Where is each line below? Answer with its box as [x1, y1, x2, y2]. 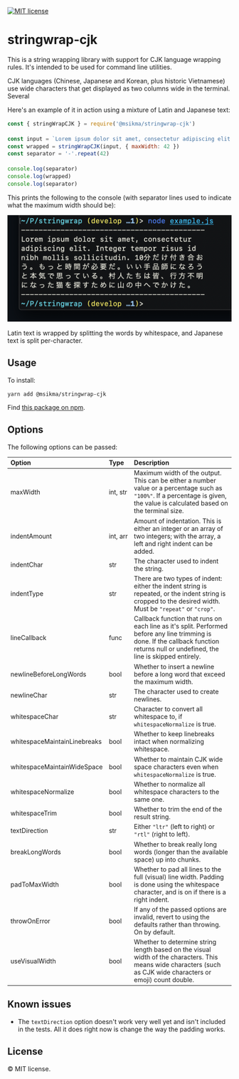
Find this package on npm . [7, 403, 85, 411]
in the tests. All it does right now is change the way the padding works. [17, 1025, 225, 1033]
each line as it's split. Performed [134, 622, 228, 631]
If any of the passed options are [134, 905, 227, 914]
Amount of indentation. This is [134, 517, 222, 525]
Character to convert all [134, 705, 203, 713]
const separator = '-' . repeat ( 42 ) [7, 150, 110, 158]
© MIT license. [7, 1064, 51, 1073]
